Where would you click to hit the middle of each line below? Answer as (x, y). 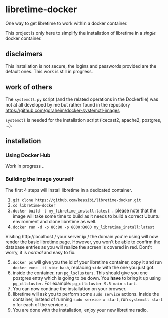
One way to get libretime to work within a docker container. (66, 23)
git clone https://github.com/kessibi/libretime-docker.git (77, 200)
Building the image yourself (39, 179)
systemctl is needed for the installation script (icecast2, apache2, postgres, (83, 120)
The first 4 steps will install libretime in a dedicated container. (69, 190)
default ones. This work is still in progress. (49, 71)
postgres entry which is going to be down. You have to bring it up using (87, 278)
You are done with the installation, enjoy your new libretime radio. (80, 310)
